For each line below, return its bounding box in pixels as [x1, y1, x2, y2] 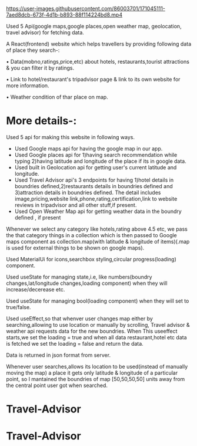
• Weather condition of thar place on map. [6, 94, 109, 100]
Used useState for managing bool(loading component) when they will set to [6, 297, 189, 304]
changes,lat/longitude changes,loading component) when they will [6, 280, 168, 287]
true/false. [6, 303, 31, 310]
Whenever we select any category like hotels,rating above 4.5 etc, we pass [6, 225, 188, 232]
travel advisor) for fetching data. [6, 29, 84, 36]
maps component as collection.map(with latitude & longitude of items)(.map [6, 238, 190, 245]
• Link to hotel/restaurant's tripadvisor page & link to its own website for [6, 76, 181, 83]
